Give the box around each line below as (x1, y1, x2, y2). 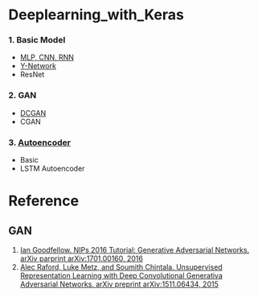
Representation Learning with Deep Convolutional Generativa (19, 271, 223, 281)
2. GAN (8, 90, 37, 101)
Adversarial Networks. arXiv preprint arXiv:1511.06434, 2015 (19, 279, 219, 289)
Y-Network (19, 61, 56, 71)
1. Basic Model (8, 35, 66, 46)
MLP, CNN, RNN (19, 52, 75, 62)
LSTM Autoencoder (19, 163, 85, 174)
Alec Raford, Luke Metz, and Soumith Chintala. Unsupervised (19, 262, 223, 272)
